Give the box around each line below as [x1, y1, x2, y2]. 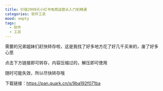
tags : [5, 20, 16, 26]
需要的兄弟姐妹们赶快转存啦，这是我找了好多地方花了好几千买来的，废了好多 [5, 44, 159, 49]
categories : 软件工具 [5, 12, 46, 16]
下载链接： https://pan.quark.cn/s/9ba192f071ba [5, 80, 101, 86]
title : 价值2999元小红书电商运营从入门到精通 [5, 7, 88, 12]
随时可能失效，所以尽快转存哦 [5, 70, 65, 76]
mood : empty [5, 16, 29, 21]
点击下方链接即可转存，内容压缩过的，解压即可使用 [5, 60, 108, 65]
